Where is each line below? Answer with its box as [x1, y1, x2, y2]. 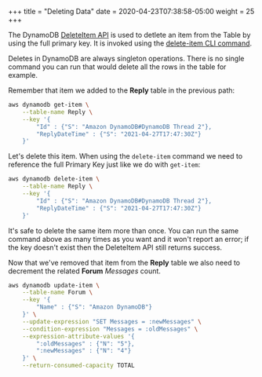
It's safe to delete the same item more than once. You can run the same [8, 225, 239, 235]
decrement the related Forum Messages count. [8, 266, 161, 276]
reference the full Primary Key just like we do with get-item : [8, 160, 201, 170]
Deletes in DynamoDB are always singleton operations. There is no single [8, 54, 245, 63]
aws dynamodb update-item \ [8, 281, 100, 289]
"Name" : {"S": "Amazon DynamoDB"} [36, 303, 153, 311]
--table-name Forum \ [22, 288, 93, 297]
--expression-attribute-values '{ [22, 332, 135, 340]
